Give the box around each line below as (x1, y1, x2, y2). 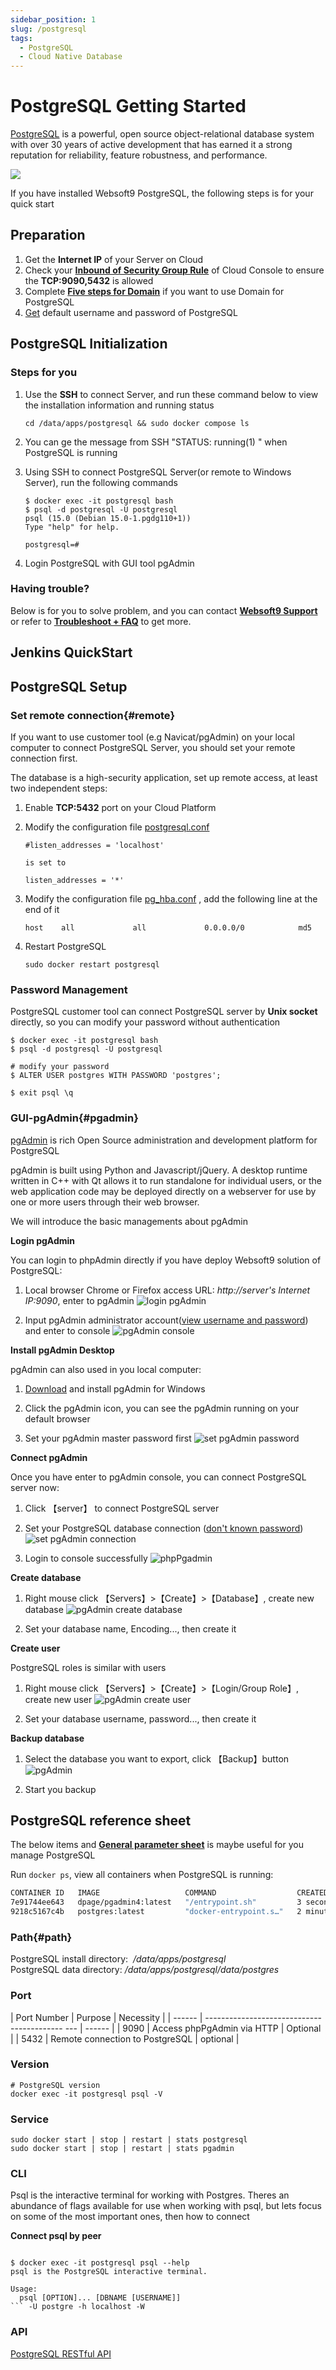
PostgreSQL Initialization (10, 336, 168, 353)
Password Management (10, 982, 128, 996)
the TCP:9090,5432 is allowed (24, 274, 154, 286)
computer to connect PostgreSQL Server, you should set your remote (10, 741, 296, 753)
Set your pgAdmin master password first (24, 1432, 192, 1444)
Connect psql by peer (10, 2230, 102, 2242)
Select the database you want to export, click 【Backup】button (24, 1752, 290, 1765)
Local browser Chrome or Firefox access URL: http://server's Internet (24, 1284, 311, 1296)
